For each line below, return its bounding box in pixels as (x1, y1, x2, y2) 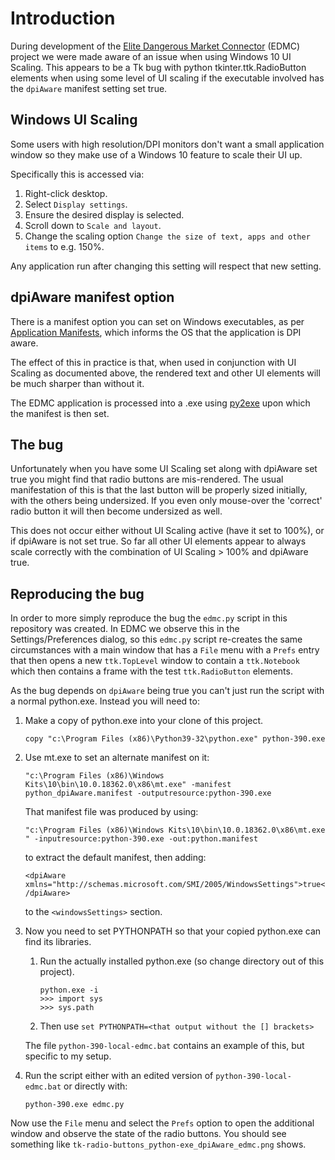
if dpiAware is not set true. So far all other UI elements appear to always (10, 535, 307, 547)
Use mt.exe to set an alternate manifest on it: (24, 752, 210, 764)
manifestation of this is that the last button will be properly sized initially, (10, 484, 308, 496)
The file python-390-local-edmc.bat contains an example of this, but (24, 1040, 305, 1052)
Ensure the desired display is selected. (24, 208, 185, 221)
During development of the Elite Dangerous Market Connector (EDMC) (10, 40, 301, 52)
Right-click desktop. (24, 187, 108, 199)
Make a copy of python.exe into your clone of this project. (24, 715, 264, 727)
